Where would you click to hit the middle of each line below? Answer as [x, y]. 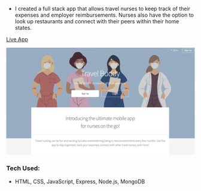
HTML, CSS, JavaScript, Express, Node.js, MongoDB [80, 181]
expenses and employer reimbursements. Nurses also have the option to [104, 15]
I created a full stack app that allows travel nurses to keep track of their [102, 9]
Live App [17, 39]
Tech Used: [23, 168]
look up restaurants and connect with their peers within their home [97, 21]
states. [23, 28]
